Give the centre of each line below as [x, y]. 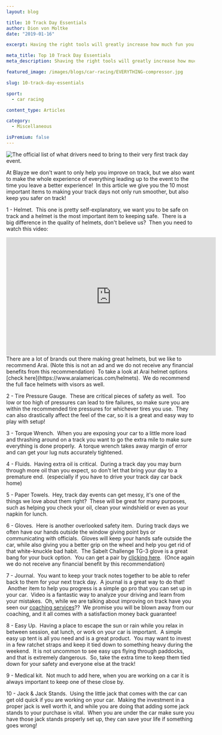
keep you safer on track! [36, 198]
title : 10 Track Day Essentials [46, 23]
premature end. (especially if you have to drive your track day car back [94, 477]
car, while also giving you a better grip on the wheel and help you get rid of [99, 544]
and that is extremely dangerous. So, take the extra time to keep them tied [98, 657]
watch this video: [27, 228]
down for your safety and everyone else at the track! [71, 663]
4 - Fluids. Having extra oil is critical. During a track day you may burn [94, 464]
